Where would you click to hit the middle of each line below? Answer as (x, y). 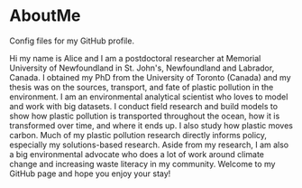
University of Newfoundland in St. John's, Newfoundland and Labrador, (142, 68)
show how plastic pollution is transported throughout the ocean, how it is (145, 116)
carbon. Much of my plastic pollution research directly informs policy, (138, 135)
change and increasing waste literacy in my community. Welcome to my (142, 164)
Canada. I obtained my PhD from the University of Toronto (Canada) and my (150, 77)
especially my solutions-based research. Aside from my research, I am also (149, 145)
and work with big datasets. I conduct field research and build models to (143, 106)
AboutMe (45, 16)
